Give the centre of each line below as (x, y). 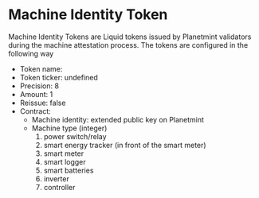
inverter (56, 179)
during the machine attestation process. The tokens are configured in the (128, 45)
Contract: (35, 111)
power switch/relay (75, 136)
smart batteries (69, 170)
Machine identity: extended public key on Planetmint (118, 119)
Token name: (41, 68)
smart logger (65, 161)
